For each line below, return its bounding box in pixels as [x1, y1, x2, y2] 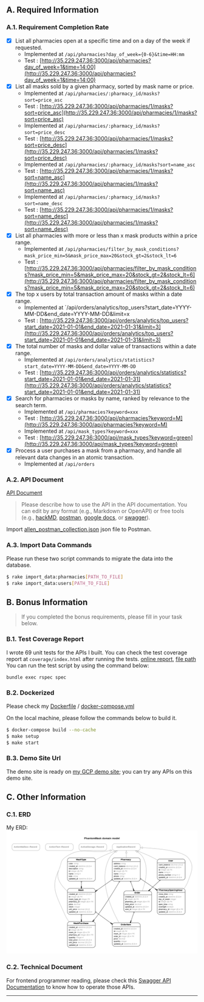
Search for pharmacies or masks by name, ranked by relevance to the [15, 395, 190, 402]
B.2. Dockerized [6, 688, 55, 697]
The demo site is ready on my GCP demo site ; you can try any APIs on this [6, 768, 192, 775]
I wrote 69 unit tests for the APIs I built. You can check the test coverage [6, 648, 188, 656]
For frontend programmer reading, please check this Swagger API [6, 976, 171, 984]
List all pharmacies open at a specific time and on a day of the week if [15, 37, 190, 44]
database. [6, 561, 32, 569]
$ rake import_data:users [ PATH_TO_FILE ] [6, 580, 110, 586]
